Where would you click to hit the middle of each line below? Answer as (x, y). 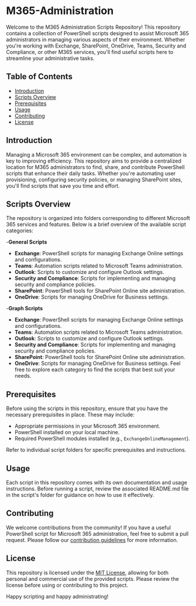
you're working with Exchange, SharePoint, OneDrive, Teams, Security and (96, 46)
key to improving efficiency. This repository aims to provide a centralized (94, 161)
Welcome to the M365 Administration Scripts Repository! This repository (93, 27)
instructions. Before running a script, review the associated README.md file (97, 489)
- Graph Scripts (25, 309)
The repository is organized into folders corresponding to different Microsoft (98, 218)
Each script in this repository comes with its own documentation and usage (97, 483)
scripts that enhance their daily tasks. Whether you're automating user (91, 173)
